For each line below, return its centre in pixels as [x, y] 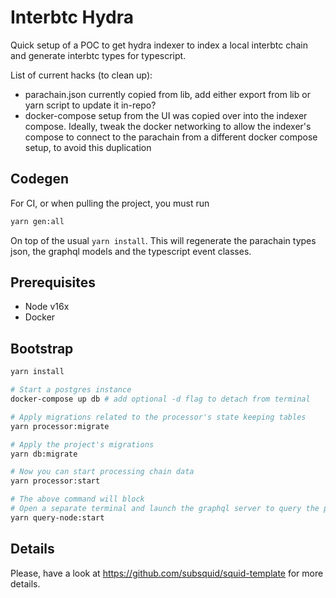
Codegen [40, 179]
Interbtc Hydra [72, 17]
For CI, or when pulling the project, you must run [110, 203]
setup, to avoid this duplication [88, 147]
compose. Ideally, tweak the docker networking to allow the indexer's [168, 126]
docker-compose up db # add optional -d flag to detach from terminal [160, 399]
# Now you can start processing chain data [102, 472]
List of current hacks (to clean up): [81, 75]
